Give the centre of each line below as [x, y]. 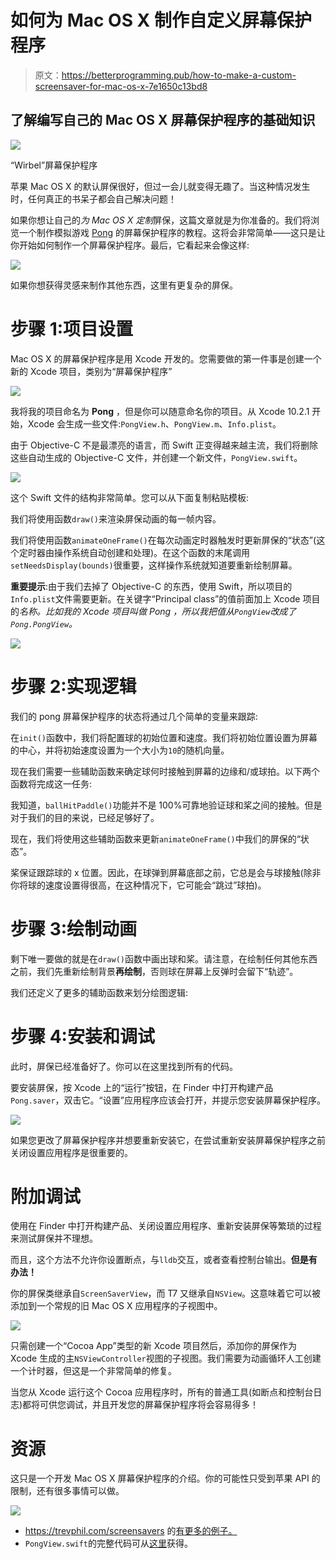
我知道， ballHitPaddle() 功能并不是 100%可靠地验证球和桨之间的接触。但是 [166, 805]
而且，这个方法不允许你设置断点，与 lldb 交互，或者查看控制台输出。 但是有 [164, 1260]
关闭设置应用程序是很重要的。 [71, 1152]
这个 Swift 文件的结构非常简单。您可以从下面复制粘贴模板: [130, 497]
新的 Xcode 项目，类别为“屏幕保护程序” [91, 371]
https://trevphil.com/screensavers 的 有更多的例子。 [131, 1531]
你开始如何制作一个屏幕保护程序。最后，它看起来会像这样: [130, 245]
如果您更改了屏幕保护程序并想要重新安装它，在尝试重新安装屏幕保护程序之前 [168, 1140]
